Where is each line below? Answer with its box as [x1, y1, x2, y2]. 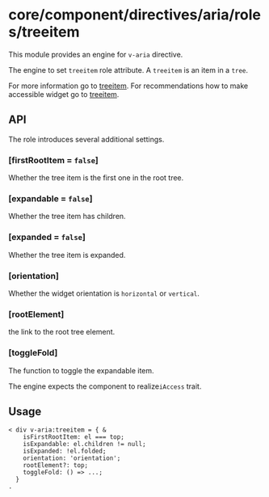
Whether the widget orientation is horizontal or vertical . [8, 289, 200, 298]
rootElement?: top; [23, 461, 89, 470]
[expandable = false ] [8, 192, 93, 204]
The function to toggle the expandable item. [8, 365, 155, 375]
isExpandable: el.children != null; [23, 440, 147, 449]
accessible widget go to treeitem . [8, 89, 120, 99]
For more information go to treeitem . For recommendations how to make [8, 81, 249, 91]
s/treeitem [8, 23, 80, 41]
